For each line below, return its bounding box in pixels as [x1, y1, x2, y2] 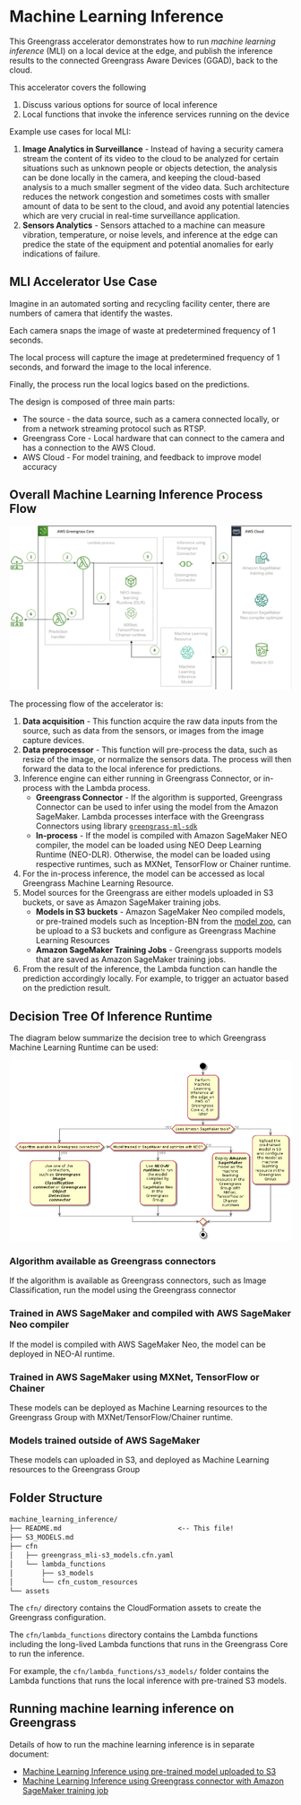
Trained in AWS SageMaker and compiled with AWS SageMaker [9, 1307, 291, 1320]
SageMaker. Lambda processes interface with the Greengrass [35, 811, 264, 822]
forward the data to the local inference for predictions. [21, 764, 223, 775]
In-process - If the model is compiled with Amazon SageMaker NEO [35, 830, 288, 841]
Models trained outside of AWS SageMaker [9, 1434, 201, 1446]
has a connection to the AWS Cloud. [21, 442, 156, 453]
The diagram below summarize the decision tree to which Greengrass [9, 1033, 267, 1044]
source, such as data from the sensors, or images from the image [21, 725, 264, 736]
